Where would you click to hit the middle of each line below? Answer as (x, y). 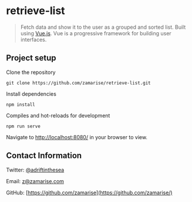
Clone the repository (31, 72)
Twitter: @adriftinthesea (35, 170)
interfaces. (33, 39)
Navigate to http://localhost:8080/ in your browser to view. (77, 137)
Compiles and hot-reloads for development (58, 115)
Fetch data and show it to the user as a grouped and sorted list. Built (103, 27)
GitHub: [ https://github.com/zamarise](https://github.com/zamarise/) (89, 193)
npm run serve (23, 126)
